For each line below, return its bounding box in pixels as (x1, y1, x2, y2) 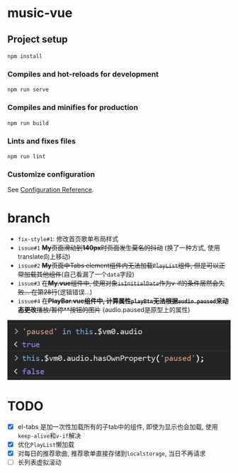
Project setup (7, 33, 69, 45)
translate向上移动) (17, 252, 71, 261)
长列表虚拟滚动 (17, 457, 62, 466)
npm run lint (7, 152, 46, 160)
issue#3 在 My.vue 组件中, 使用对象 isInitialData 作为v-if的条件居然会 (17, 279, 219, 288)
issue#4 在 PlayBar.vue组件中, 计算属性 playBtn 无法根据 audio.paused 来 (17, 296, 223, 306)
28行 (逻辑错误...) (43, 288, 93, 296)
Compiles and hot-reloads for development (7, 69, 159, 79)
